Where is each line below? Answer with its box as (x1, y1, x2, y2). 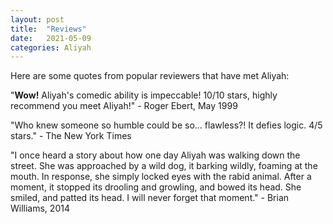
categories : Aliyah (10, 42, 92, 53)
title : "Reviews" (10, 24, 87, 34)
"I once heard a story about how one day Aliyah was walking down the (10, 149, 301, 161)
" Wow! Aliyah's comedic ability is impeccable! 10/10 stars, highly (10, 89, 278, 101)
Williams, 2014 (10, 202, 70, 215)
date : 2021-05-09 (10, 33, 92, 43)
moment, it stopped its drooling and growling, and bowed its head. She (10, 181, 302, 193)
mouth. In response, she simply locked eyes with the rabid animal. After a (10, 171, 312, 183)
